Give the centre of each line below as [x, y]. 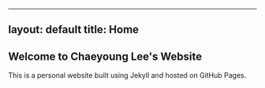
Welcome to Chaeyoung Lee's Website [105, 56]
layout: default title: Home [74, 29]
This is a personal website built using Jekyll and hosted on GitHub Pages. [127, 75]
